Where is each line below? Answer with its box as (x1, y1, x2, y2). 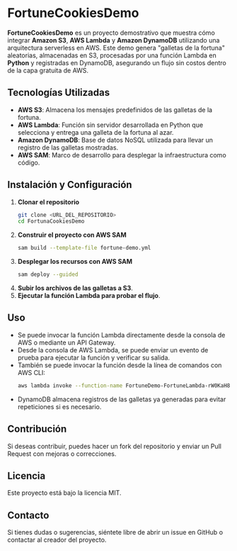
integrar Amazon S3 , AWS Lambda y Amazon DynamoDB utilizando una (7, 35, 220, 44)
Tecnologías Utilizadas (7, 87, 110, 99)
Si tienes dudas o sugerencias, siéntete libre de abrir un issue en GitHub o (7, 528, 224, 537)
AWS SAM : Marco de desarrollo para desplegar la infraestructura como (17, 150, 226, 159)
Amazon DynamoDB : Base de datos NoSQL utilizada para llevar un (17, 135, 214, 144)
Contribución (7, 423, 67, 435)
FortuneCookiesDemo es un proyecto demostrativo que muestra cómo (7, 28, 216, 37)
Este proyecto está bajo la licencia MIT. (7, 489, 122, 497)
